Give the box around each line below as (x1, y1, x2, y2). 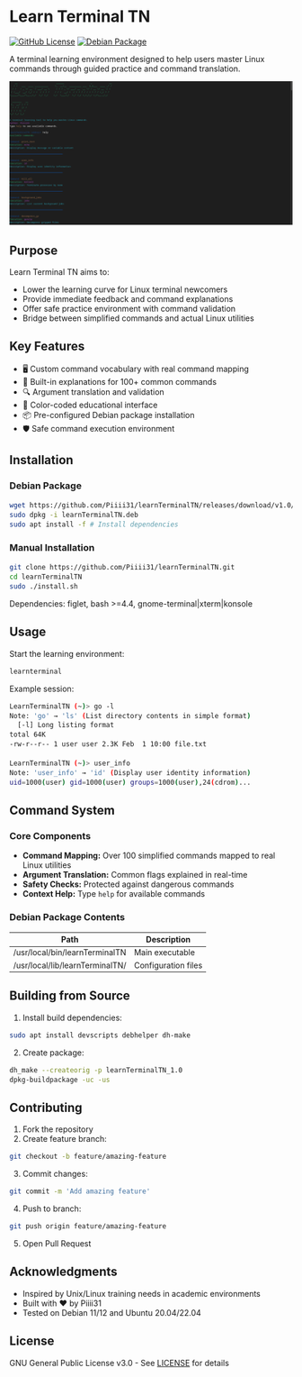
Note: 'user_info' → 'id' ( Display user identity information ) (9, 768, 252, 777)
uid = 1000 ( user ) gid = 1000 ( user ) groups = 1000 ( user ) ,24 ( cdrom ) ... (9, 778, 252, 787)
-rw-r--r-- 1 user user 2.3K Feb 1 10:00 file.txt (9, 740, 207, 749)
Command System (9, 802, 115, 817)
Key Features (9, 339, 85, 354)
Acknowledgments (9, 1264, 119, 1280)
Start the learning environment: (9, 648, 125, 659)
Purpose (9, 242, 58, 258)
